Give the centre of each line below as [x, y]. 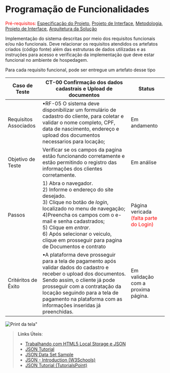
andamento [144, 126]
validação [142, 277]
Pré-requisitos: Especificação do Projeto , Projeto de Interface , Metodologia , [84, 23]
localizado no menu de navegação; [84, 209]
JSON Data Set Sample [49, 354]
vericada [141, 212]
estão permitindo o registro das [80, 162]
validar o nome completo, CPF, [79, 122]
